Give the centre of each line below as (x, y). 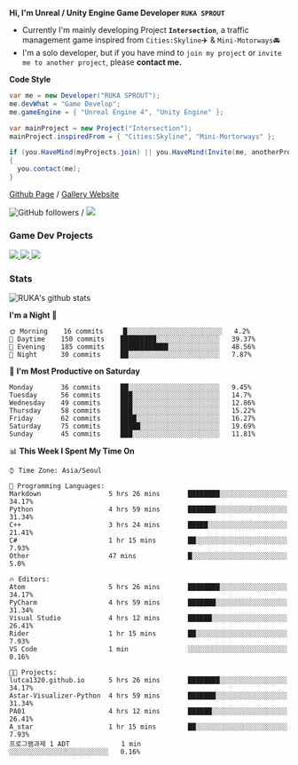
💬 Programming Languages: (57, 486)
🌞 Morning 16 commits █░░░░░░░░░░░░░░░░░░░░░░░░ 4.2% (130, 332)
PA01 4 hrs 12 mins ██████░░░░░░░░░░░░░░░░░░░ (149, 712)
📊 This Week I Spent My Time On (72, 451)
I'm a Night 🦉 (33, 315)
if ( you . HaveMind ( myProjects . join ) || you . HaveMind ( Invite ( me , (129, 153)
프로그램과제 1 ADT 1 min (75, 745)
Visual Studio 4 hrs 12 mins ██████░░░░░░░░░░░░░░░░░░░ (149, 619)
